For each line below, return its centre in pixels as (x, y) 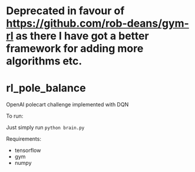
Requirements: (24, 139)
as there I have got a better (82, 36)
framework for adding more (75, 49)
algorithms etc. (44, 61)
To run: (15, 116)
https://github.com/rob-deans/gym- (98, 23)
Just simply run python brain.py (45, 128)
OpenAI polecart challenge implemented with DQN (67, 105)
